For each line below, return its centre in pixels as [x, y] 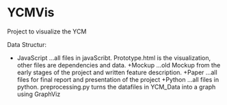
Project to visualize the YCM [47, 31]
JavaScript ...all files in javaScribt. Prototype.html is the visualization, [113, 58]
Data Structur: [27, 44]
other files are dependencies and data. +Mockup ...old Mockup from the [119, 65]
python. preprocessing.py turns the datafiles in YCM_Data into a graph [116, 87]
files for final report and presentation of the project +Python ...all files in [118, 79]
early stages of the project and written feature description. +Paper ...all [117, 72]
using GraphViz [39, 94]
